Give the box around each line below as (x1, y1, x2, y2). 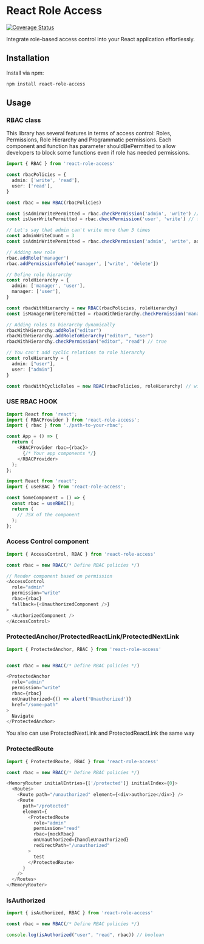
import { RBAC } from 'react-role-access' (6, 161, 115, 167)
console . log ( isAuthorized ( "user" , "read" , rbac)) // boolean (6, 932, 165, 938)
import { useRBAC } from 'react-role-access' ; (6, 484, 126, 490)
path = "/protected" (22, 803, 69, 809)
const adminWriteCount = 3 (6, 233, 75, 239)
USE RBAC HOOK (6, 397, 58, 406)
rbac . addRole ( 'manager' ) (6, 255, 69, 261)
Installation (6, 53, 50, 64)
